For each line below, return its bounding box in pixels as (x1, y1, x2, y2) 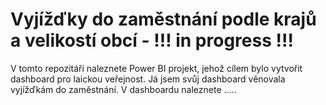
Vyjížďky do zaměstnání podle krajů (10, 8, 317, 31)
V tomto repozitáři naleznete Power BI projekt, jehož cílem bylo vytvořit (10, 62, 303, 74)
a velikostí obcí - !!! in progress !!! (10, 29, 294, 52)
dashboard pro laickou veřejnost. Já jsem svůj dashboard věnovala (10, 73, 286, 85)
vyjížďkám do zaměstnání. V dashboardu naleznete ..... (10, 83, 237, 95)
